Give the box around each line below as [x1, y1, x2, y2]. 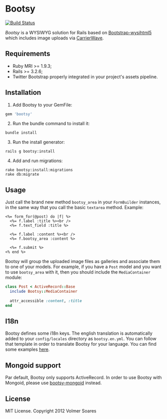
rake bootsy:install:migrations [5, 168, 73, 173]
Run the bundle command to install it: [12, 121, 90, 127]
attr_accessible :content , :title [10, 298, 82, 303]
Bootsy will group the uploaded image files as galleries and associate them [5, 258, 160, 265]
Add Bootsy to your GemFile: [12, 101, 72, 108]
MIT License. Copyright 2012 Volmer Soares [5, 408, 97, 414]
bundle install [5, 130, 37, 135]
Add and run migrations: [12, 158, 63, 164]
